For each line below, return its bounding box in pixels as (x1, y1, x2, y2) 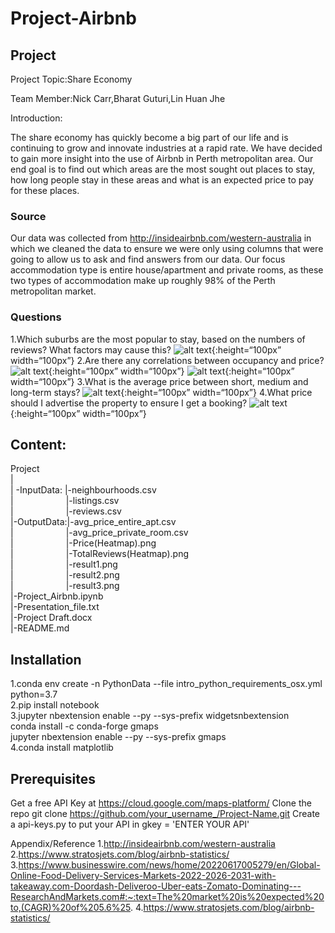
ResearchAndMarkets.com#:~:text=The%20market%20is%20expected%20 (10, 891, 325, 903)
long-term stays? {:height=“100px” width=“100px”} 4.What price (10, 386, 313, 398)
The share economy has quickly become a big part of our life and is (10, 132, 289, 143)
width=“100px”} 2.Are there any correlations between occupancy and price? (10, 354, 325, 366)
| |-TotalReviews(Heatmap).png (10, 548, 190, 560)
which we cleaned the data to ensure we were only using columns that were (10, 243, 324, 255)
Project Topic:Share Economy (10, 73, 133, 85)
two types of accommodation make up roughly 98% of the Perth (10, 275, 276, 287)
